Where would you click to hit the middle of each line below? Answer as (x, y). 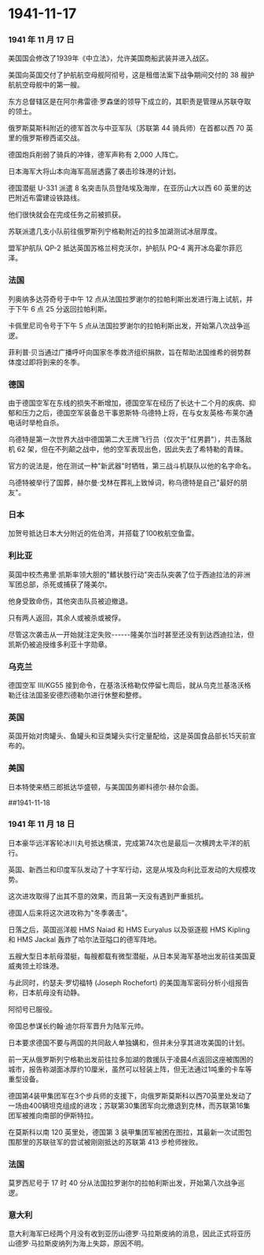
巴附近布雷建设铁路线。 (46, 198)
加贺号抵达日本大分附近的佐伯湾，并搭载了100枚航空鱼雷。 (103, 533)
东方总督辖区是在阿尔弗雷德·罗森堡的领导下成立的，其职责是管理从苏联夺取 (130, 102)
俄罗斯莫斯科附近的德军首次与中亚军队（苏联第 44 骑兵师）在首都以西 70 (126, 128)
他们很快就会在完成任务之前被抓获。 (67, 215)
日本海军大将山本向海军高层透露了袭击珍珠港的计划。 (94, 172)
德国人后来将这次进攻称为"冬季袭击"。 (70, 913)
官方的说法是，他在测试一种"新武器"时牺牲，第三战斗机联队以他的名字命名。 (132, 466)
